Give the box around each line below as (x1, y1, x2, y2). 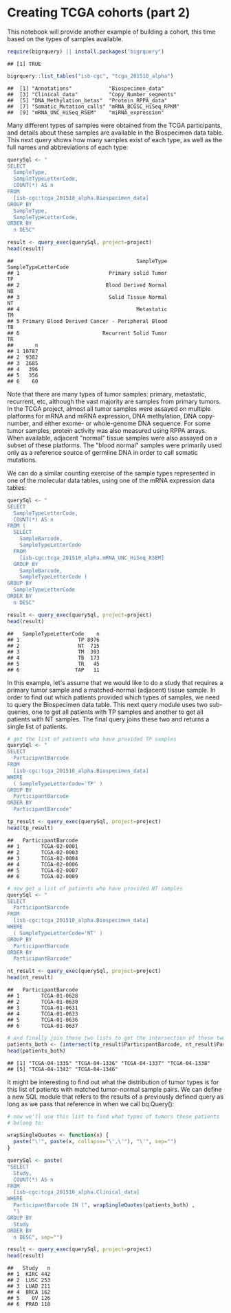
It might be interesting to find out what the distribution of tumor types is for (7, 1077, 219, 1086)
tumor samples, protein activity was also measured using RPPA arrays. (7, 426, 207, 434)
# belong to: (7, 1119, 45, 1126)
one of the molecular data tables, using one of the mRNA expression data (7, 476, 215, 484)
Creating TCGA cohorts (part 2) (7, 5, 190, 21)
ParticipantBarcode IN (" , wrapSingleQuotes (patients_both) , (13, 1202, 195, 1209)
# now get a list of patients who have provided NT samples (7, 885, 184, 892)
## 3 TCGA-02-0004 (7, 855, 78, 862)
